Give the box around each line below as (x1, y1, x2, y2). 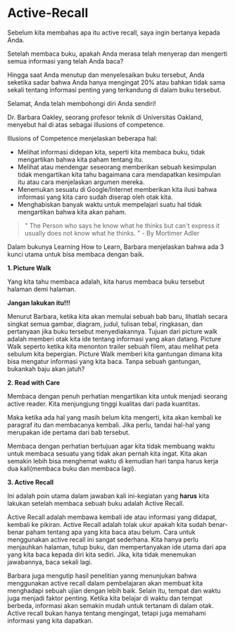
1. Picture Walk (7, 263, 51, 272)
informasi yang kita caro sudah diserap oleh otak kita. (17, 193, 174, 201)
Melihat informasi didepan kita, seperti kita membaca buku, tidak (17, 147, 205, 156)
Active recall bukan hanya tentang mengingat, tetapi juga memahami (7, 609, 206, 617)
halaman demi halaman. (7, 284, 76, 293)
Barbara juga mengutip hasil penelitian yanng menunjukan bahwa (7, 571, 197, 580)
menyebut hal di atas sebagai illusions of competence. (7, 120, 165, 128)
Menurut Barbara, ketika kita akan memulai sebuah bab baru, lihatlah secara (7, 312, 228, 320)
